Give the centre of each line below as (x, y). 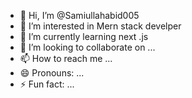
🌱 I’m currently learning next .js (84, 36)
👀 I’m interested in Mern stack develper (100, 26)
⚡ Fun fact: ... (47, 84)
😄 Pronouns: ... (52, 73)
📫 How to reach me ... (66, 58)
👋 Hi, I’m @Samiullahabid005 (79, 15)
